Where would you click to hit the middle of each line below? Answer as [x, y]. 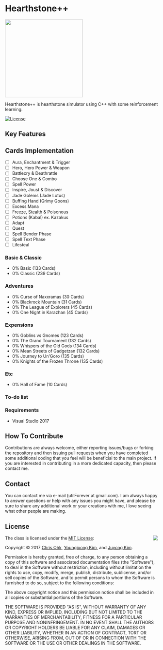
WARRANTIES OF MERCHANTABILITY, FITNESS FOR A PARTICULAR [73, 617]
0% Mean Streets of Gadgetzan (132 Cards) [56, 351]
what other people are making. [36, 511]
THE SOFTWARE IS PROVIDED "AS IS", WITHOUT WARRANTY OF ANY [76, 607]
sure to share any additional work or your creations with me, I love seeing [78, 506]
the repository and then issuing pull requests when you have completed [77, 453]
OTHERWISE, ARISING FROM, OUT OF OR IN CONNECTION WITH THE [76, 638]
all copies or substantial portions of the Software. [54, 597]
